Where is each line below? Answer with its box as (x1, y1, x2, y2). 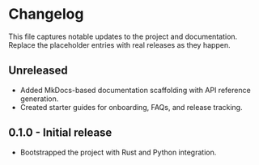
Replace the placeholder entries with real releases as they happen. (8, 40, 231, 49)
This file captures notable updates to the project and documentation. (8, 32, 238, 41)
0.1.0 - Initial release (8, 126, 113, 140)
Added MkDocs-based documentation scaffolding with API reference (19, 85, 251, 95)
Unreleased (8, 64, 69, 78)
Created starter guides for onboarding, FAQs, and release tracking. (19, 102, 243, 112)
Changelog (8, 5, 84, 23)
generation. (19, 94, 59, 104)
